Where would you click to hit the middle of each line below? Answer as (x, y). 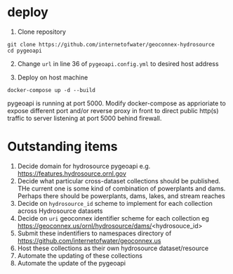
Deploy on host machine (53, 77)
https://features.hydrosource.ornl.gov (72, 174)
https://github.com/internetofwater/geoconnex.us (89, 240)
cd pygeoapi (25, 51)
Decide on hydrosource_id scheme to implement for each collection (115, 203)
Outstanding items (62, 146)
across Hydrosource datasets (60, 211)
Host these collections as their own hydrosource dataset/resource (113, 248)
